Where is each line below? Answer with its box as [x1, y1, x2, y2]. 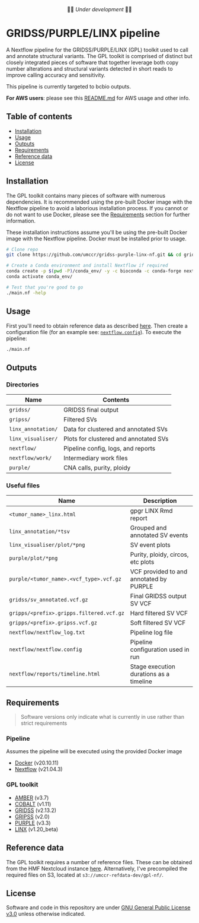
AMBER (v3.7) [14, 794, 49, 801]
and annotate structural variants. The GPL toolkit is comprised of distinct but [6, 52, 192, 59]
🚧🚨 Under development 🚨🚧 [67, 6, 132, 12]
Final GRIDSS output [130, 592, 187, 600]
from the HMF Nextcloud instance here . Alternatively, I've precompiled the [6, 865, 188, 872]
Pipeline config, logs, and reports [63, 445, 156, 453]
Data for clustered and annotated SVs [63, 425, 168, 433]
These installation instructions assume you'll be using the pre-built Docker [6, 229, 188, 236]
